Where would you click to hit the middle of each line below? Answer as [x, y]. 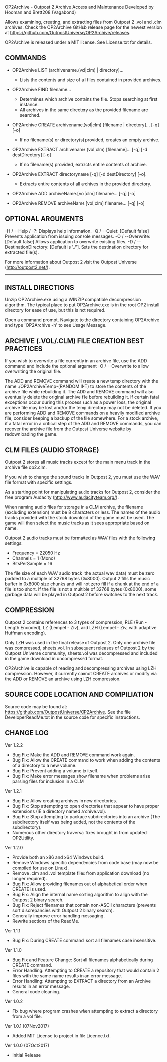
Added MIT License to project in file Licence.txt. [61, 1035]
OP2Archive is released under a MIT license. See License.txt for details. [79, 42]
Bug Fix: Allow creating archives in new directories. [65, 800]
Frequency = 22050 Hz [36, 553]
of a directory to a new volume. [44, 765]
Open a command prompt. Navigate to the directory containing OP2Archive [82, 320]
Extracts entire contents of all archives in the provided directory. [85, 184]
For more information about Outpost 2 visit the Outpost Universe [71, 262]
